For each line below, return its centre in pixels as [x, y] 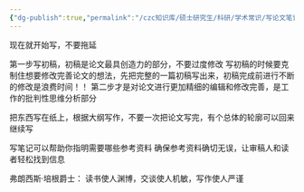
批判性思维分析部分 [61, 98]
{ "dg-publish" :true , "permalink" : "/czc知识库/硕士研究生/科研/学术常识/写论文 [148, 18]
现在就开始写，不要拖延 [53, 44]
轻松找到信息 [41, 158]
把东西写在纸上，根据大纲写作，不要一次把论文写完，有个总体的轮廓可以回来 [152, 117]
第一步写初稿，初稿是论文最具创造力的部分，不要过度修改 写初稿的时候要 [145, 63]
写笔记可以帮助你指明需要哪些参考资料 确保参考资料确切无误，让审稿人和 [145, 148]
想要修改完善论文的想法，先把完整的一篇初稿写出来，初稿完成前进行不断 [160, 75]
